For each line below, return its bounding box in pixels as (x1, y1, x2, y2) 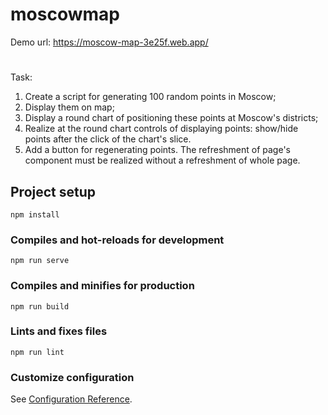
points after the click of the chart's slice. (24, 133, 192, 145)
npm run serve (10, 256, 70, 266)
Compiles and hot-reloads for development (10, 233, 225, 247)
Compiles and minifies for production (10, 279, 195, 293)
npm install (10, 209, 60, 220)
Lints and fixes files (10, 324, 108, 338)
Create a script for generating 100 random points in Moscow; (24, 91, 277, 103)
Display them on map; (24, 101, 115, 113)
